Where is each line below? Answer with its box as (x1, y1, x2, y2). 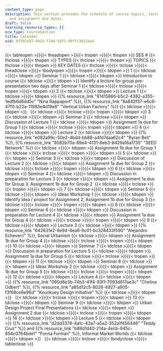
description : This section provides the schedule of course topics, (5, 12, 147, 17)
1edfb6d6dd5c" (5, 98, 36, 104)
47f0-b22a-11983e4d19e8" (5, 103, 60, 109)
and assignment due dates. (9, 16, 64, 21)
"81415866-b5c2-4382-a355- (94, 93, 155, 99)
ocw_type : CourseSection (5, 30, 55, 34)
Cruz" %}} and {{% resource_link (5, 325, 71, 331)
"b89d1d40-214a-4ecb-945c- (72, 325, 132, 331)
